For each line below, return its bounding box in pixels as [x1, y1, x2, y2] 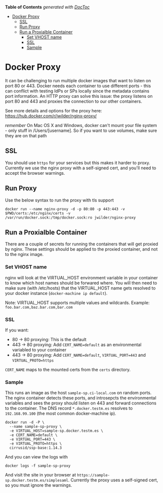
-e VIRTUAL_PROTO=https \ [9, 441, 62, 446]
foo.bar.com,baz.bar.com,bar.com [5, 305, 73, 310]
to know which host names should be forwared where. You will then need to [5, 280, 157, 286]
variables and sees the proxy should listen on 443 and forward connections [5, 400, 157, 406]
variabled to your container [12, 347, 67, 352]
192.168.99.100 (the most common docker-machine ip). [5, 411, 117, 417]
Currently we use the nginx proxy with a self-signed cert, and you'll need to [5, 165, 157, 171]
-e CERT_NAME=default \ [9, 433, 57, 438]
